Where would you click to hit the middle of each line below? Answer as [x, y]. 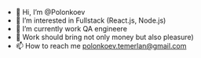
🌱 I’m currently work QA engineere [71, 29]
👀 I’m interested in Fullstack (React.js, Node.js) [91, 20]
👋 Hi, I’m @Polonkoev [50, 12]
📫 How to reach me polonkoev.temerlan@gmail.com [101, 46]
